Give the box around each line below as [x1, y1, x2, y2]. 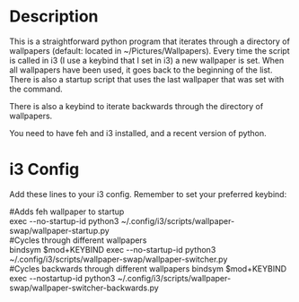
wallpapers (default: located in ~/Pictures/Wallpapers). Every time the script [9, 45, 290, 56]
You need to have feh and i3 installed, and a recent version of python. [9, 127, 267, 138]
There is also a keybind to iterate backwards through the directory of [9, 100, 264, 111]
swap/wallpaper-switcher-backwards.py [9, 282, 159, 293]
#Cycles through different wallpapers [9, 235, 147, 246]
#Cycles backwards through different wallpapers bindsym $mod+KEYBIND [9, 263, 287, 274]
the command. [9, 83, 63, 94]
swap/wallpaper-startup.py [9, 225, 110, 236]
